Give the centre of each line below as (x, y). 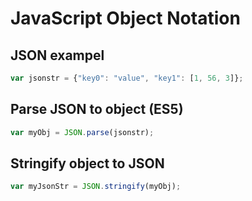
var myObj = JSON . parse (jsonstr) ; (82, 132)
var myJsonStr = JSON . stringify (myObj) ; (96, 187)
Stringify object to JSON (87, 163)
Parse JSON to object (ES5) (97, 109)
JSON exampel (57, 55)
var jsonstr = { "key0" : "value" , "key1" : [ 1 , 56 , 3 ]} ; (127, 78)
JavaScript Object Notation (125, 18)
